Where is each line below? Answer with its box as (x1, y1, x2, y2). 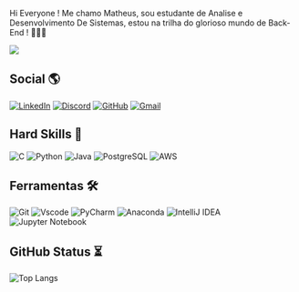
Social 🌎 (9, 72, 61, 87)
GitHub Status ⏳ (9, 244, 103, 259)
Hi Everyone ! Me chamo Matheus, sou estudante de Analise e (9, 8, 243, 18)
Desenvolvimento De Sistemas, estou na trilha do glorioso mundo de (9, 17, 267, 28)
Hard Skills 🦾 (9, 126, 83, 142)
